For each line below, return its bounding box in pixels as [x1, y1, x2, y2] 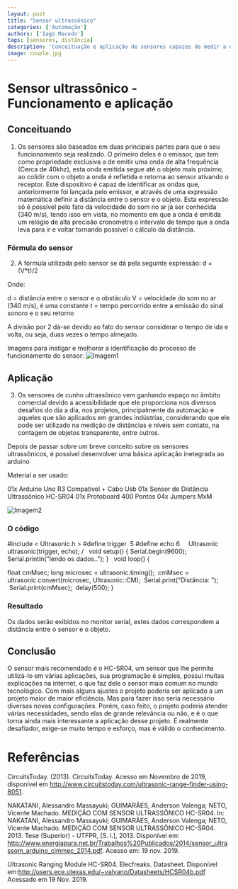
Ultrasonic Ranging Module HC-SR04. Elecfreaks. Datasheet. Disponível [7, 860, 217, 868]
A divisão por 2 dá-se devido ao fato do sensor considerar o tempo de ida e [7, 323, 229, 332]
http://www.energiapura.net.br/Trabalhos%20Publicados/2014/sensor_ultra [7, 839, 228, 847]
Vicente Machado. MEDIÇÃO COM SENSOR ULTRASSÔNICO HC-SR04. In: [7, 809, 225, 817]
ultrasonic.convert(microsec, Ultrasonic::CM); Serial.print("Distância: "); [7, 576, 219, 584]
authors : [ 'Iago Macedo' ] [7, 30, 84, 38]
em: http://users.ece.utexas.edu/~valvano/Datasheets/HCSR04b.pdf [7, 868, 206, 876]
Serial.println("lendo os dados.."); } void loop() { [7, 555, 150, 563]
